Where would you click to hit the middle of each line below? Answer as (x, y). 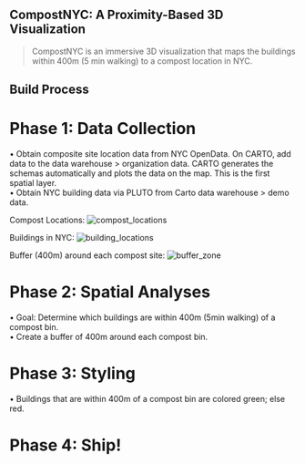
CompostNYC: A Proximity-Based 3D (117, 15)
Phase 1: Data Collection (103, 129)
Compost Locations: (47, 220)
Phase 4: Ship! (66, 445)
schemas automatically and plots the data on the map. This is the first (140, 173)
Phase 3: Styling (73, 374)
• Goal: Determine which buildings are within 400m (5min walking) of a (142, 317)
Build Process (49, 90)
